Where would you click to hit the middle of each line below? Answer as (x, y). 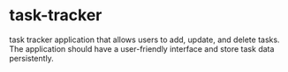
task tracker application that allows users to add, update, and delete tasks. (144, 40)
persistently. (32, 58)
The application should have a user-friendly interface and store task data (142, 48)
